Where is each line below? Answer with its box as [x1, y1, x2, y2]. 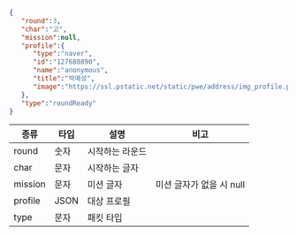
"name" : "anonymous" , [32, 66, 109, 75]
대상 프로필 [87, 195, 131, 208]
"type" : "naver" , [32, 49, 93, 58]
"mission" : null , [20, 33, 81, 42]
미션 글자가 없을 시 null [155, 179, 246, 191]
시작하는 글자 [87, 162, 140, 174]
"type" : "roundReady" [20, 98, 97, 108]
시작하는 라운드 [87, 146, 148, 158]
